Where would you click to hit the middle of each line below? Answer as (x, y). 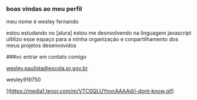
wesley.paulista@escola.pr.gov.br (47, 68)
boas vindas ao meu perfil (44, 9)
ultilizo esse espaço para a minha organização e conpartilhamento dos (92, 39)
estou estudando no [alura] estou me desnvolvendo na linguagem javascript (99, 33)
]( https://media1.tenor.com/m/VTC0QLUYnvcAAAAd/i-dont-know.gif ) (90, 91)
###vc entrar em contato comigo (46, 57)
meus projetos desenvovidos (41, 45)
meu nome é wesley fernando (42, 22)
